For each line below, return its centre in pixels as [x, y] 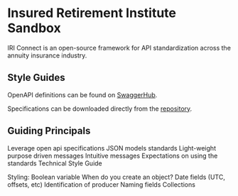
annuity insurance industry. [47, 55]
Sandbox [34, 28]
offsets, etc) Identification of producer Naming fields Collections [101, 184]
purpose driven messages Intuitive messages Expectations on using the [113, 156]
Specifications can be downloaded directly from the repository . [100, 109]
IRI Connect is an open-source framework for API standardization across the [119, 48]
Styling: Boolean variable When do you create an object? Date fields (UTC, [116, 177]
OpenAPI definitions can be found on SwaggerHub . [82, 94]
